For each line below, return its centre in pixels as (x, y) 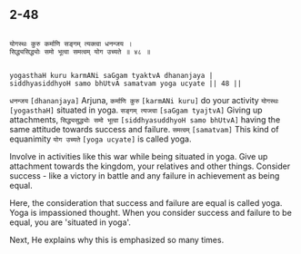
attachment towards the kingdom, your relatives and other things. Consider (150, 166)
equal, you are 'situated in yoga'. (70, 222)
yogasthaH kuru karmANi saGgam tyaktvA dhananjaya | (111, 75)
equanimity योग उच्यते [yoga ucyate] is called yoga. (100, 139)
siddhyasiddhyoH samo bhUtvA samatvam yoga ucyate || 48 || (126, 83)
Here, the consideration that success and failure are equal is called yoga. (146, 202)
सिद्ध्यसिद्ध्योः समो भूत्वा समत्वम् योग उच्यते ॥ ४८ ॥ (80, 52)
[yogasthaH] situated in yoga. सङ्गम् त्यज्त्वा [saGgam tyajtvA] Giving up (136, 110)
